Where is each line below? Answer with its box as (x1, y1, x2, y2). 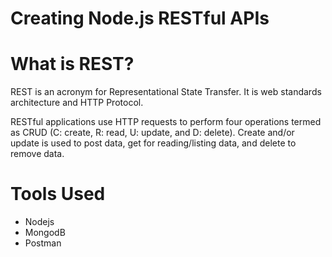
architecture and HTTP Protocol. (10, 97, 144, 109)
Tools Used (10, 183, 106, 206)
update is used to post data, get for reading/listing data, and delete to (10, 137, 297, 149)
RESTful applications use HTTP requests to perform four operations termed (10, 116, 322, 128)
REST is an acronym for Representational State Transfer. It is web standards (10, 86, 322, 98)
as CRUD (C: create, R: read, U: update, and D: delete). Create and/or (10, 127, 295, 139)
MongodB (24, 227, 66, 239)
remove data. (10, 148, 65, 160)
